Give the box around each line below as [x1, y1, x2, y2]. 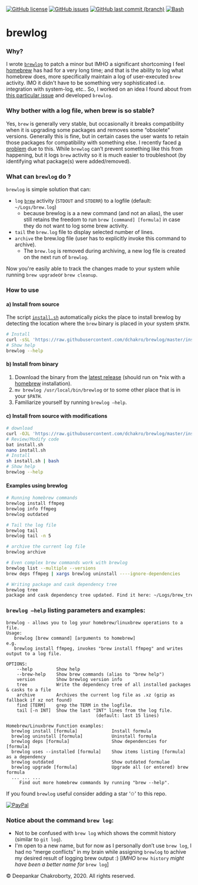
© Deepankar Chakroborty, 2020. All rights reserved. [6, 872, 136, 879]
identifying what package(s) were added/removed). [6, 157, 131, 165]
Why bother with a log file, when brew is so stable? [6, 107, 155, 115]
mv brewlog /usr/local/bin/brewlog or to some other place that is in [14, 386, 181, 393]
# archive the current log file [6, 544, 85, 550]
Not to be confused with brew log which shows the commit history [14, 829, 176, 837]
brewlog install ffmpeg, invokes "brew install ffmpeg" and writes [14, 646, 183, 652]
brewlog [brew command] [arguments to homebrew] [14, 635, 136, 641]
